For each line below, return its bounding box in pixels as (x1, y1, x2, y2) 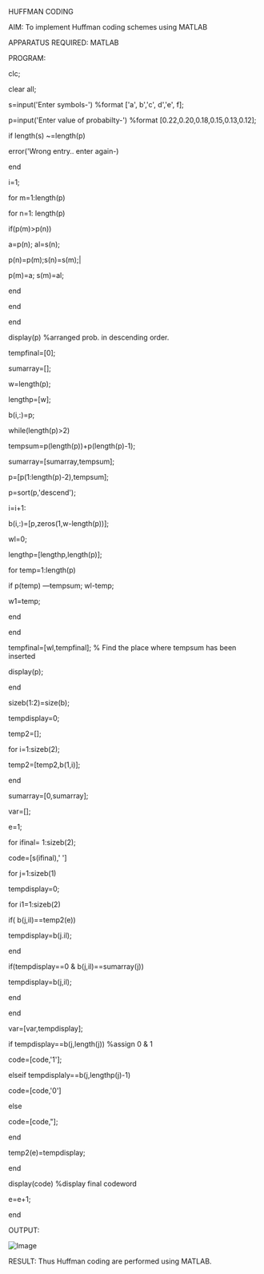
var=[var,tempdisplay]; (8, 1024, 84, 1033)
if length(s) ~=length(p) (8, 131, 86, 140)
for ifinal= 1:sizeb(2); (8, 838, 76, 847)
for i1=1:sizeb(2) (8, 900, 62, 909)
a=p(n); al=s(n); (8, 239, 60, 249)
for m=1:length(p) (8, 193, 66, 203)
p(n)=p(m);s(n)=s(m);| (8, 255, 82, 264)
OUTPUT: (8, 1225, 40, 1235)
